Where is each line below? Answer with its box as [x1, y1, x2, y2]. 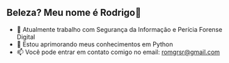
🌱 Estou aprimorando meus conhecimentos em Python [16, 39, 173, 48]
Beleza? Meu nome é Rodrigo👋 [6, 7, 142, 19]
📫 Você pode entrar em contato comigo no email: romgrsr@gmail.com [16, 48, 221, 56]
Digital [16, 33, 35, 41]
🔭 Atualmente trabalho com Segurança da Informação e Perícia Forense [16, 25, 223, 33]
